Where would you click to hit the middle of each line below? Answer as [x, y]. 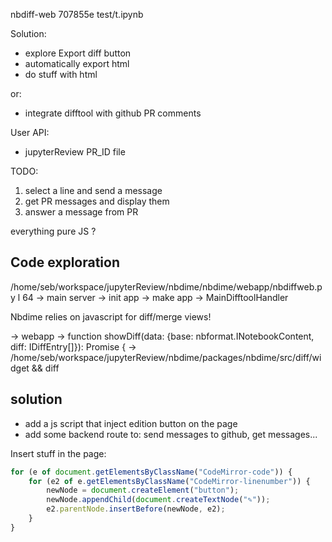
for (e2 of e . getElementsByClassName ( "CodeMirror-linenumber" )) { [169, 481]
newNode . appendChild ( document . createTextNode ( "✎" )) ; [158, 500]
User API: [30, 132]
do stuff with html [61, 74]
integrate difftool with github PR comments [113, 113]
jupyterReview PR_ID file [75, 152]
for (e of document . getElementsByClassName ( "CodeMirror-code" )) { [151, 472]
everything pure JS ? [53, 231]
